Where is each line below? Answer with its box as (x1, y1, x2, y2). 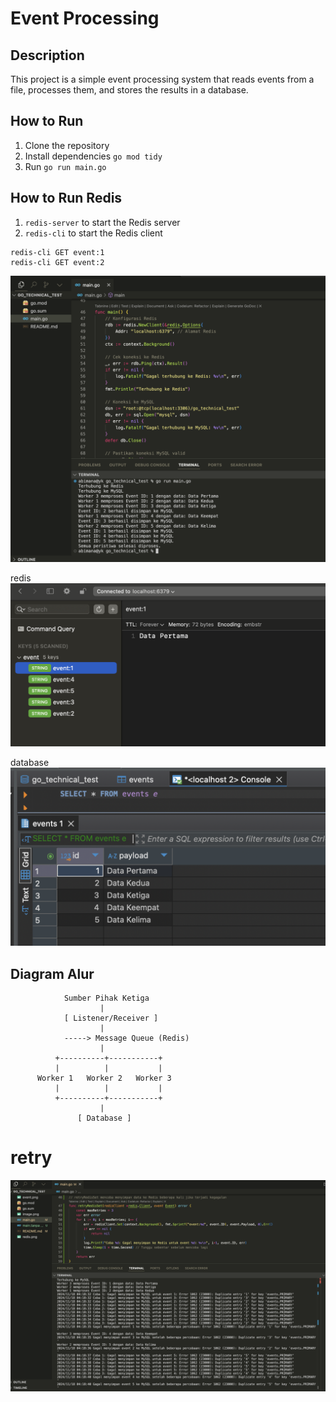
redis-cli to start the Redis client (24, 227, 163, 239)
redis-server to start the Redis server (24, 216, 181, 228)
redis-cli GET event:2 (10, 257, 105, 267)
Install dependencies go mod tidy (24, 150, 163, 162)
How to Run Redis (10, 190, 123, 207)
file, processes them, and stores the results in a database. (10, 84, 249, 96)
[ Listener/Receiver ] (63, 1013, 159, 1023)
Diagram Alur (10, 965, 95, 982)
